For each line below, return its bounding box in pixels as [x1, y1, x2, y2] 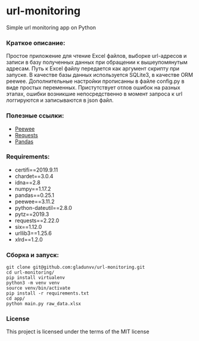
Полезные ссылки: [6, 111, 64, 120]
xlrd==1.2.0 [14, 235, 43, 243]
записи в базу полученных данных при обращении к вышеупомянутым [6, 58, 188, 66]
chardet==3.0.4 [14, 172, 54, 179]
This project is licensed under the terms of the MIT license [6, 328, 150, 335]
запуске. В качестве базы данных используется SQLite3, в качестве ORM [6, 72, 194, 79]
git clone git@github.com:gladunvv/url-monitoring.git [6, 264, 145, 271]
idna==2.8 [14, 179, 41, 186]
